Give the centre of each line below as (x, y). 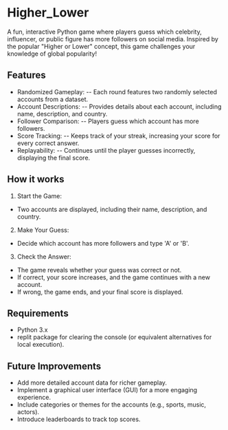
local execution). (41, 345)
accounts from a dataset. (53, 99)
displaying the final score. (54, 158)
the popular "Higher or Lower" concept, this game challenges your (101, 46)
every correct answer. (48, 143)
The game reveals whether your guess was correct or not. (99, 270)
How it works (36, 179)
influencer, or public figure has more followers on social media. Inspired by (113, 39)
